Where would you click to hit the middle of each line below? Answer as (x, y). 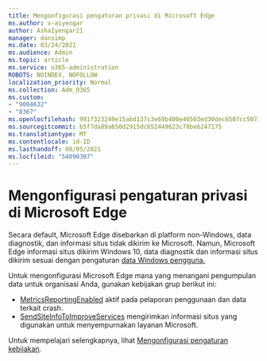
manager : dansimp (37, 38)
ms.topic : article (39, 61)
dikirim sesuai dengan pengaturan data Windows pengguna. (107, 261)
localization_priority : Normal (60, 82)
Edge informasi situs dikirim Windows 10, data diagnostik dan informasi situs (133, 252)
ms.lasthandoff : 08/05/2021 (55, 149)
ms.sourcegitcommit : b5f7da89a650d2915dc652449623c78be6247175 (115, 127)
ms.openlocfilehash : (43, 120)
